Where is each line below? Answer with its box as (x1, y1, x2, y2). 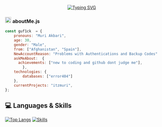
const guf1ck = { (5, 29, 42, 34)
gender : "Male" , (14, 42, 47, 47)
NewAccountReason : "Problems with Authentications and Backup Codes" (14, 51, 158, 56)
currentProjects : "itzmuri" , (14, 83, 73, 88)
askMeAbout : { (14, 56, 45, 61)
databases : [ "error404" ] (22, 74, 73, 79)
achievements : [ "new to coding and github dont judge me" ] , (18, 61, 143, 65)
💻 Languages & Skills (5, 101, 72, 110)
